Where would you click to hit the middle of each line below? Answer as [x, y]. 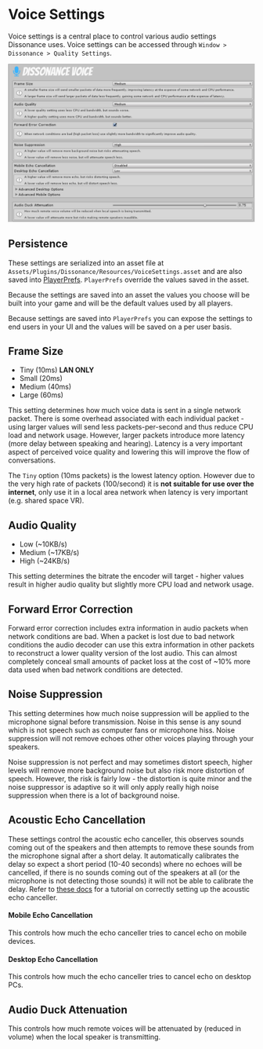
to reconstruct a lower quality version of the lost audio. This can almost [122, 653]
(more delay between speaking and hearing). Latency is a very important [125, 444]
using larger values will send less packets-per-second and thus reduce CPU [131, 427]
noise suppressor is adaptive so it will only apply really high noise [113, 787]
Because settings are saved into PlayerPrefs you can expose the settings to [130, 318]
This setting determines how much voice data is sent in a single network [124, 411]
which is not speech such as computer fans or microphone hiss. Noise [122, 730]
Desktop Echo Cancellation [53, 959]
